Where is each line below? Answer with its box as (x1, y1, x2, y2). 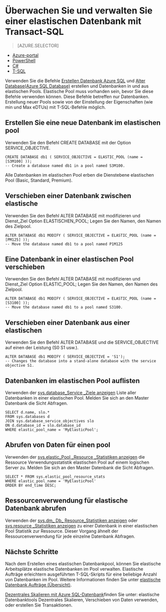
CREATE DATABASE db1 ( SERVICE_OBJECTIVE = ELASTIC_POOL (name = (5, 154, 143, 159)
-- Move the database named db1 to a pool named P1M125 (5, 241, 123, 246)
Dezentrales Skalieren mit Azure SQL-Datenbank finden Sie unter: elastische (5, 592, 160, 598)
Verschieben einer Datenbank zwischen (5, 192, 131, 200)
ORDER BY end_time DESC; (5, 483, 56, 488)
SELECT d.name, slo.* (5, 410, 50, 415)
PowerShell (12, 57, 36, 63)
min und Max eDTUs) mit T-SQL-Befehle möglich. (5, 104, 106, 110)
